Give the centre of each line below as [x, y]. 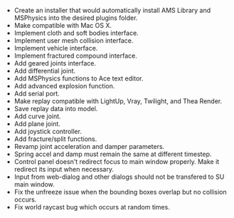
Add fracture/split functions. [55, 139]
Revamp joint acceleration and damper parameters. [89, 146]
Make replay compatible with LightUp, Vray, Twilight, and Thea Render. [118, 101]
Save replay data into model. [56, 109]
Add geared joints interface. [55, 63]
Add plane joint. [37, 124]
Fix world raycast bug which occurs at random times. [92, 207]
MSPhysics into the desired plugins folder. [76, 18]
